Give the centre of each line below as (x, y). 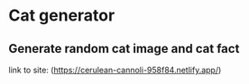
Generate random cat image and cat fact (124, 49)
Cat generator (62, 16)
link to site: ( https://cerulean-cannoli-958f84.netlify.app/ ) (115, 70)
